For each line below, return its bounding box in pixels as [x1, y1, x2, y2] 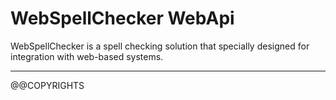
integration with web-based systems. [10, 50, 164, 62]
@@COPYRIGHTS [10, 79, 85, 91]
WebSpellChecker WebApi [10, 7, 235, 30]
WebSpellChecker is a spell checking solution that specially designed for [10, 40, 310, 52]
